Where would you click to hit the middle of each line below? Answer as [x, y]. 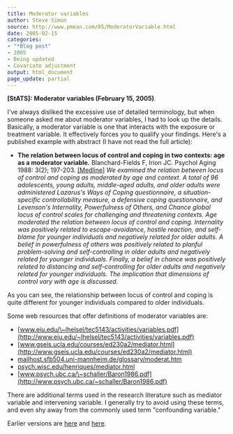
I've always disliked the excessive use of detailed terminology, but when [111, 112]
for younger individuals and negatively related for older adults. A [130, 237]
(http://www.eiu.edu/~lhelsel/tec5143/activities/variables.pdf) [106, 337]
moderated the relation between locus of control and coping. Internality [120, 222]
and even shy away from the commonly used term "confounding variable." [114, 410]
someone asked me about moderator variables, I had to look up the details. [115, 120]
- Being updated [31, 59]
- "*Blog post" [29, 46]
